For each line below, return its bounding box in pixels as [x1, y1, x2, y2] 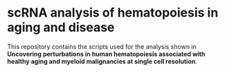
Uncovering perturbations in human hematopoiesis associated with [7, 50, 206, 58]
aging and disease [7, 19, 115, 35]
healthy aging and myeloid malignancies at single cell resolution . [7, 57, 197, 65]
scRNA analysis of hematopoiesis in [7, 5, 219, 21]
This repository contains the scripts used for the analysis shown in [7, 42, 197, 51]
